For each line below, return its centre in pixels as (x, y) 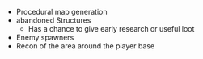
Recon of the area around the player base (85, 46)
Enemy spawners (45, 37)
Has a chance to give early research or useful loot (111, 29)
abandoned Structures (53, 20)
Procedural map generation (61, 12)
